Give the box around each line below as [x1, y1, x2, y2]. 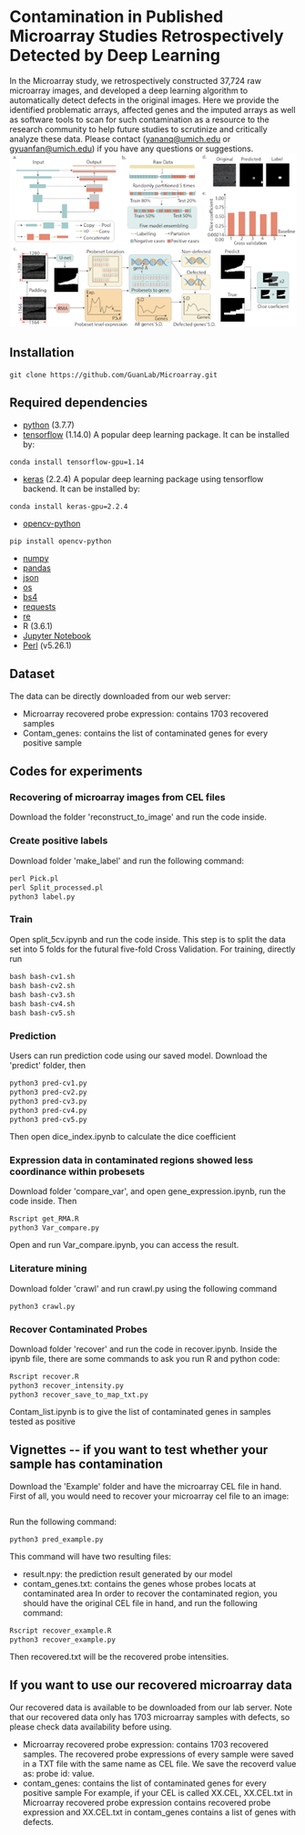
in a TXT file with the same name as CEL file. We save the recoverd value [22, 1758, 297, 1769]
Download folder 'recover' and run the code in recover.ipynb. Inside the [9, 1344, 278, 1355]
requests [22, 601, 56, 612]
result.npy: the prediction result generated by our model [22, 1568, 233, 1579]
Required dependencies [9, 395, 148, 411]
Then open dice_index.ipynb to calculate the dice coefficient [9, 1131, 237, 1142]
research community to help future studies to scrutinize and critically [9, 123, 268, 134]
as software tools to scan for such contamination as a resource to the [9, 114, 270, 125]
